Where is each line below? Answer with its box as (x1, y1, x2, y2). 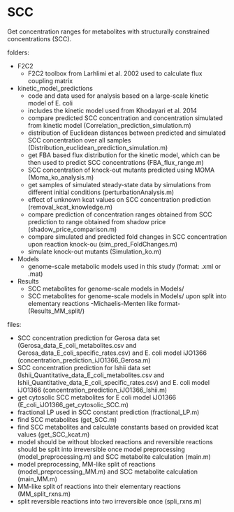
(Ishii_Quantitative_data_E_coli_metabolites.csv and (17, 371, 165, 379)
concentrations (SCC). (7, 34, 72, 43)
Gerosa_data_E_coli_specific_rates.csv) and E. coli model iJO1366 (17, 349, 207, 357)
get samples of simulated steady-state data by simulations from (27, 180, 212, 189)
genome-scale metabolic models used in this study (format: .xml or (27, 262, 221, 270)
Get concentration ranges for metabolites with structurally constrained (7, 27, 210, 36)
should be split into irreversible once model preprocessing (17, 445, 185, 453)
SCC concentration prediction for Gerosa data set (17, 333, 161, 342)
